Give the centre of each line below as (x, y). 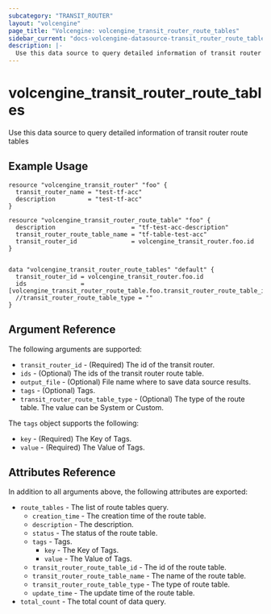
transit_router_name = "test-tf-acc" (79, 192)
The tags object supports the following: (74, 423)
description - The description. (83, 525)
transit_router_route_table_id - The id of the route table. (129, 567)
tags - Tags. (52, 541)
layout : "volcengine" (45, 23)
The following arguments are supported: (75, 349)
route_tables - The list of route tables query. (94, 508)
